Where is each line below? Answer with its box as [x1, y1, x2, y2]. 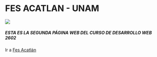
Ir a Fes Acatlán [5, 47, 37, 53]
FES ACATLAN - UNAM [5, 3, 99, 14]
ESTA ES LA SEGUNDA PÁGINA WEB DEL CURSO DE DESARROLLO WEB [5, 29, 152, 35]
